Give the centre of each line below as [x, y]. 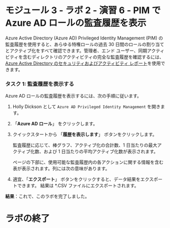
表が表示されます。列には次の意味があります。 [61, 169]
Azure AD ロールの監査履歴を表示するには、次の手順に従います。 [74, 96]
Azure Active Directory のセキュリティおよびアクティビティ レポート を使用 [83, 63]
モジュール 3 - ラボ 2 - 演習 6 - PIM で [83, 10]
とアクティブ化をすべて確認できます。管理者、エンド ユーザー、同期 [76, 51]
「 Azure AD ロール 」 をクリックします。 [55, 124]
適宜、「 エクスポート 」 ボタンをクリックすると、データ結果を [76, 179]
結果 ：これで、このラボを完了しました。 [47, 196]
